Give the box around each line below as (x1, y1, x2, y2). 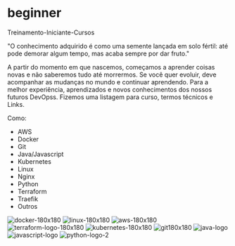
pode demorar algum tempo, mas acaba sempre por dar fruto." (7, 49, 190, 58)
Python (17, 179, 39, 188)
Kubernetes (17, 157, 51, 166)
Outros (17, 202, 38, 210)
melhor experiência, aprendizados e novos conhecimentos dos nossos (7, 85, 212, 93)
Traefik (17, 195, 39, 203)
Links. (7, 100, 25, 108)
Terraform (17, 187, 47, 195)
